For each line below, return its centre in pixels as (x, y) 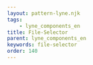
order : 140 (22, 51)
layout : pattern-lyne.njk (43, 13)
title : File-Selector (38, 32)
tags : (15, 20)
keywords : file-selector (42, 45)
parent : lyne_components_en (47, 39)
